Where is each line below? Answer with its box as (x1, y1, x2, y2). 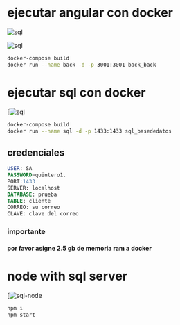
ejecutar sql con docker (7, 85, 146, 100)
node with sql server (7, 268, 128, 284)
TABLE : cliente (7, 197, 51, 204)
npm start (7, 311, 36, 318)
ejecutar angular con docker (7, 5, 173, 21)
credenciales (7, 147, 64, 158)
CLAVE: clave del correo (7, 210, 79, 217)
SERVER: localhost (7, 184, 60, 192)
